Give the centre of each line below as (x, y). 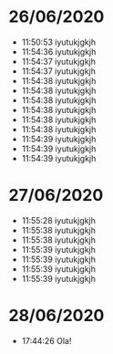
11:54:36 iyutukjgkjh (59, 51)
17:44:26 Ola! (46, 340)
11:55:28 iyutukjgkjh (59, 220)
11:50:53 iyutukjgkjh (59, 42)
